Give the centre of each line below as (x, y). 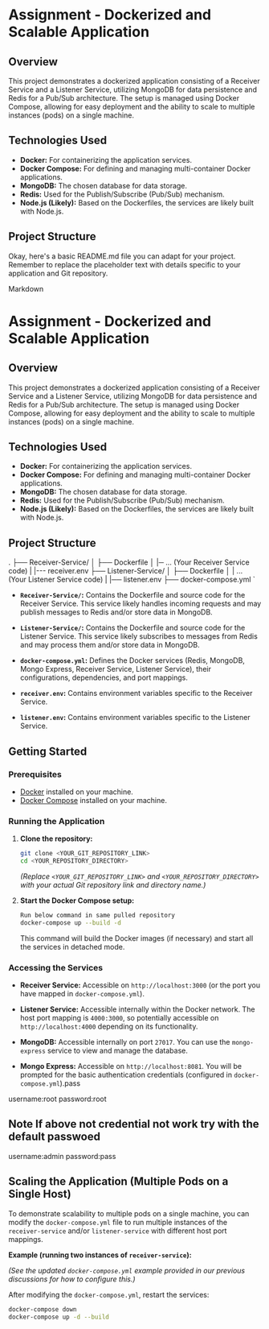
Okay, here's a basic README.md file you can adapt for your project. (122, 256)
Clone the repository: (56, 838)
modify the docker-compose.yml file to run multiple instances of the (118, 1222)
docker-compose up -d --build (59, 1317)
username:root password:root (57, 1099)
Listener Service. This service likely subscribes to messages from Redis (139, 636)
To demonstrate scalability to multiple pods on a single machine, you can (129, 1213)
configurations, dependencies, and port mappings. (104, 677)
